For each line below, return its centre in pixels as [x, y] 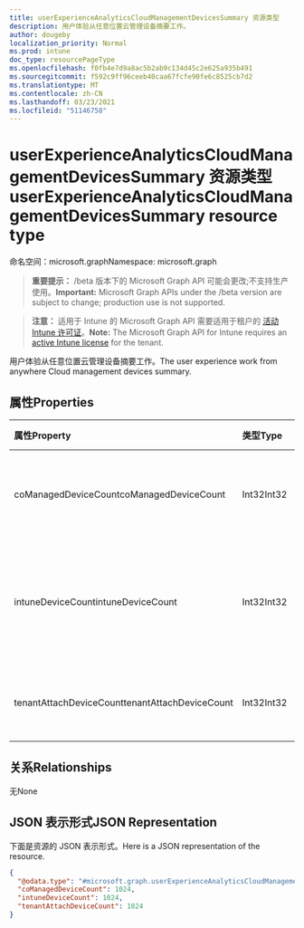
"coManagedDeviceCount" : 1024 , [76, 890]
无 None [24, 791]
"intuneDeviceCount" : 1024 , [71, 898]
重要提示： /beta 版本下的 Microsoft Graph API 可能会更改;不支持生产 [160, 281]
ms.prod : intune [40, 52]
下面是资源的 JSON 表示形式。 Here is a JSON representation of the [135, 846]
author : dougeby [40, 34]
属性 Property [43, 435]
